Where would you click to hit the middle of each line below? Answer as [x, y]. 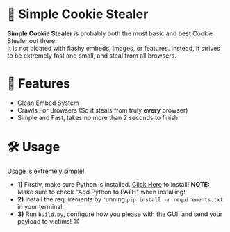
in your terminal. [41, 206]
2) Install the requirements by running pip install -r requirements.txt [120, 199]
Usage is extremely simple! [46, 171]
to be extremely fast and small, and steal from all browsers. [92, 56]
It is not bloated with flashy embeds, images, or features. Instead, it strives [114, 48]
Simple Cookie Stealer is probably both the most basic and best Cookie [110, 33]
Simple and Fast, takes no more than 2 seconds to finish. [98, 117]
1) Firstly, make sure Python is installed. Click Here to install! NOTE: [114, 184]
